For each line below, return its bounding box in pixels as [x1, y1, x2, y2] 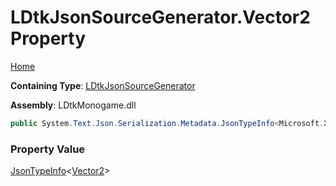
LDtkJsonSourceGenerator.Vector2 [10, 6, 311, 29]
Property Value [10, 142, 86, 156]
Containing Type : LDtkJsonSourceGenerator [10, 79, 196, 91]
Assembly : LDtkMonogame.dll [10, 99, 137, 111]
